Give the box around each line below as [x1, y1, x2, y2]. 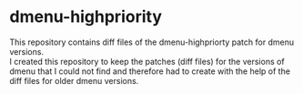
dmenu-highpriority [9, 6, 162, 27]
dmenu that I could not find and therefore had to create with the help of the [9, 66, 291, 77]
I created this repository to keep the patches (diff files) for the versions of [9, 56, 285, 67]
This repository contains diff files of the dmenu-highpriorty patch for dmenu [9, 37, 294, 47]
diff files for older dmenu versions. [9, 75, 139, 86]
